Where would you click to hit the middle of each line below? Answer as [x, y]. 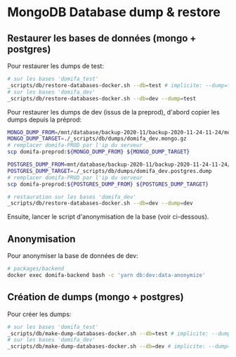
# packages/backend [36, 269]
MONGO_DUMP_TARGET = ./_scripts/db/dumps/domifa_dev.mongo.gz [97, 139]
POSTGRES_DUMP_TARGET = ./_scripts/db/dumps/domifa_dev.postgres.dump [110, 171]
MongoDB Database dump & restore [114, 12]
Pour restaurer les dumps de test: [55, 66]
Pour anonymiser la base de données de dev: [73, 256]
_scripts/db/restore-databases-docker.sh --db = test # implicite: [105, 85]
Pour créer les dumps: [39, 314]
